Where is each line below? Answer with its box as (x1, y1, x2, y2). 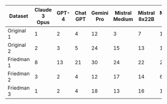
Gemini (91, 9, 108, 16)
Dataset (9, 12, 28, 19)
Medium (113, 16, 133, 22)
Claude (34, 6, 52, 13)
